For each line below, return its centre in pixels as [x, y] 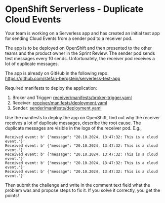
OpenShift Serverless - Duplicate [74, 9]
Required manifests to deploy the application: [51, 88]
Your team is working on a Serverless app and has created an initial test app [82, 33]
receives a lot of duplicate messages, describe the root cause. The [73, 123]
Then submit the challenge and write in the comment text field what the [78, 185]
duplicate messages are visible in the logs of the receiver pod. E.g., [74, 128]
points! [12, 195]
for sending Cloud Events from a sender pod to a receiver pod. [69, 38]
